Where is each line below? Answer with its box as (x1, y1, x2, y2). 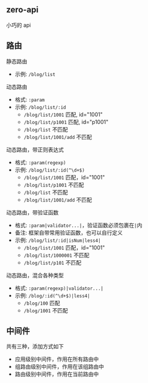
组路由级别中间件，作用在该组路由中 (14, 363, 104, 370)
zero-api (6, 5, 39, 15)
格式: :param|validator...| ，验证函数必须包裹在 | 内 (14, 221, 143, 229)
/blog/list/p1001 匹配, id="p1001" (23, 118, 109, 125)
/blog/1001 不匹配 (23, 306, 69, 314)
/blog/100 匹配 (23, 299, 60, 306)
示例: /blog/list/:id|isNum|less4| (14, 236, 101, 244)
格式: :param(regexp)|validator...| (14, 284, 104, 291)
